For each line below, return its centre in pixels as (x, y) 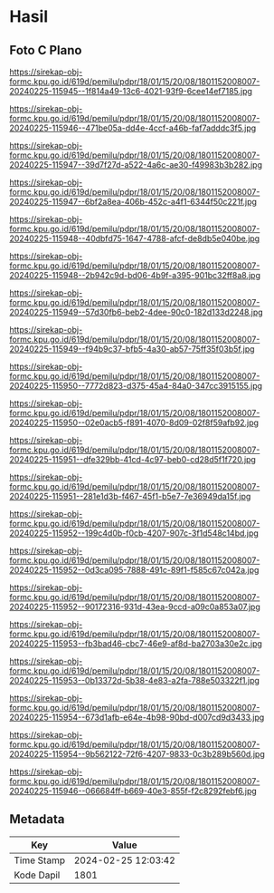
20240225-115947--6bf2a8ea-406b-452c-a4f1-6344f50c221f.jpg (133, 202)
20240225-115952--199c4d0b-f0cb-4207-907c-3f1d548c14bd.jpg (134, 533)
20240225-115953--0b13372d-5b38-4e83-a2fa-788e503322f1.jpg (135, 680)
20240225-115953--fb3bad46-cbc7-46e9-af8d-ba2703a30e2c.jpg (136, 644)
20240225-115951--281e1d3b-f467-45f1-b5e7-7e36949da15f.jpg (130, 496)
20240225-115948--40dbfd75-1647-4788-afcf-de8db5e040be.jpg (135, 238)
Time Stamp (40, 860)
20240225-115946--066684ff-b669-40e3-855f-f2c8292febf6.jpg (133, 791)
